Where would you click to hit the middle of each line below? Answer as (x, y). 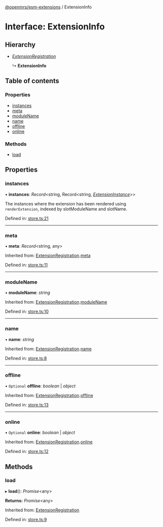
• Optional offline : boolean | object (41, 386)
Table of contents (32, 81)
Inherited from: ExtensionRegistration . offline (49, 395)
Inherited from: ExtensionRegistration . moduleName (56, 302)
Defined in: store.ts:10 (27, 311)
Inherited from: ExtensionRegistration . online (49, 442)
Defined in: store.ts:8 (26, 358)
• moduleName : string (28, 293)
